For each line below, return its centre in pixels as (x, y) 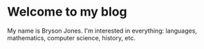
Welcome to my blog (67, 12)
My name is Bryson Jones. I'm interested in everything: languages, (102, 31)
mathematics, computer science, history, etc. (72, 37)
